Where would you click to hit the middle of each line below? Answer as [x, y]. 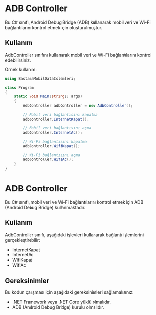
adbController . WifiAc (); [48, 160]
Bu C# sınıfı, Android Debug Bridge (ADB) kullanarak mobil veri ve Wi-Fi [78, 22]
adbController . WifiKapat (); [51, 146]
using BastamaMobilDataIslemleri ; [41, 79]
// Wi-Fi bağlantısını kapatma [55, 142]
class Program [20, 87]
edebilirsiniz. [18, 60]
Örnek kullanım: [21, 69]
